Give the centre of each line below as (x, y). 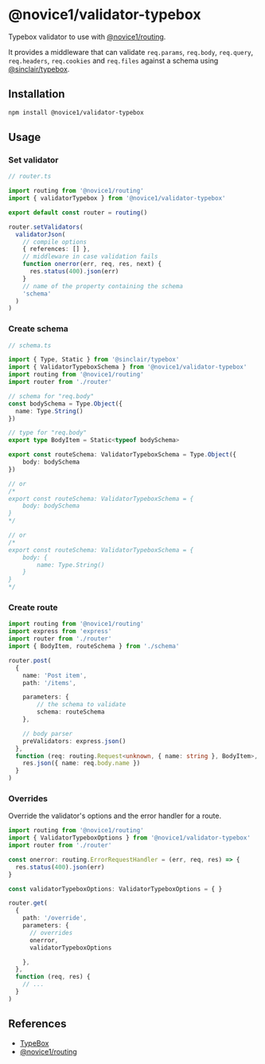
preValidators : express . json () (74, 741)
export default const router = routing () (78, 213)
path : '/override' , (55, 918)
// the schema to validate (82, 705)
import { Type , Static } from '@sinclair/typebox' (94, 360)
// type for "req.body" (48, 433)
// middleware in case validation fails (90, 256)
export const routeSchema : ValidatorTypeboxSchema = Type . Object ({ (123, 455)
